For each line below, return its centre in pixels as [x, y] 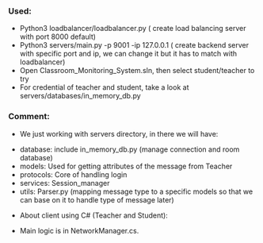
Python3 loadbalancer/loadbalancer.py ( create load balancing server [133, 29]
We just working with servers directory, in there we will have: [119, 133]
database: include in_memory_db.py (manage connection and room [130, 149]
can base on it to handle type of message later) [97, 199]
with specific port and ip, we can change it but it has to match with [128, 54]
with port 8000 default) [58, 37]
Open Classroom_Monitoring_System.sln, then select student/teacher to [137, 71]
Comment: [29, 117]
